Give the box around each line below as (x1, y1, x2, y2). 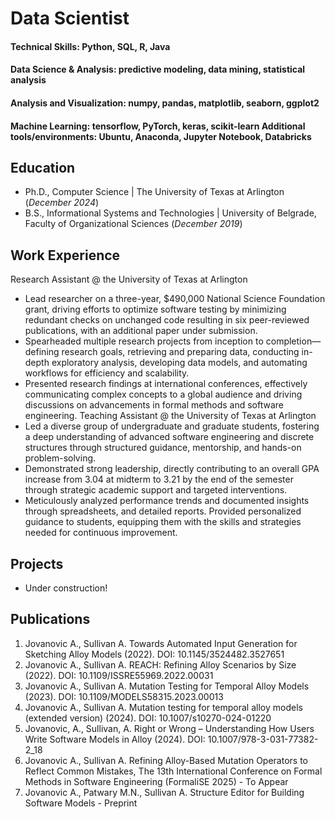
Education (10, 159, 76, 176)
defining (24, 346, 60, 358)
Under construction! (24, 582, 108, 594)
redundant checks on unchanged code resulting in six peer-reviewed (24, 314, 310, 326)
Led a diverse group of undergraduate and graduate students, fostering (24, 420, 320, 432)
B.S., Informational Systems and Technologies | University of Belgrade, (24, 207, 317, 219)
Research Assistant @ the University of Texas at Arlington (10, 273, 248, 286)
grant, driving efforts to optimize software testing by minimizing (24, 303, 287, 316)
